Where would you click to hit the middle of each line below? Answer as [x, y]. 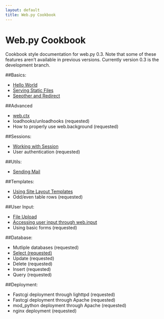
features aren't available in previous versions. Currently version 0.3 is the [82, 60]
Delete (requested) [32, 264]
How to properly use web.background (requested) [65, 126]
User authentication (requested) [46, 152]
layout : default [22, 10]
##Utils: [14, 162]
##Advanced [19, 106]
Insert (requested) [32, 269]
